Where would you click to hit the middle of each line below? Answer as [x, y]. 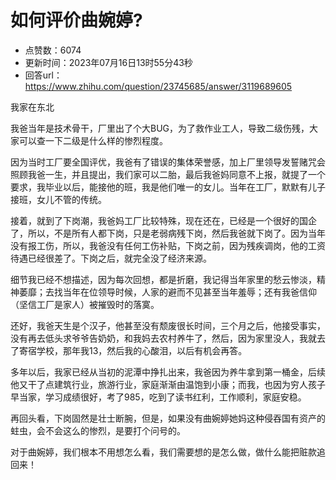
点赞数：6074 [53, 50]
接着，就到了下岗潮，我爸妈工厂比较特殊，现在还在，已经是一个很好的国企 [163, 220]
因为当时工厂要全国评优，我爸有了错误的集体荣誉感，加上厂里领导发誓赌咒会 [168, 162]
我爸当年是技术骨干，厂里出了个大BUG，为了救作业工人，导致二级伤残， [160, 128]
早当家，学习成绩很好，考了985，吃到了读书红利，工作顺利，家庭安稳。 [158, 397]
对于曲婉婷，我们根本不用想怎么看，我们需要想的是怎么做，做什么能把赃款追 [168, 452]
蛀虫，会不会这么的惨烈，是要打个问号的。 [98, 430]
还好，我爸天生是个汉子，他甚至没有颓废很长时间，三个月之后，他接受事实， [168, 325]
